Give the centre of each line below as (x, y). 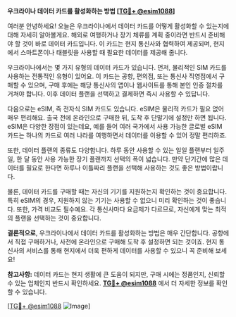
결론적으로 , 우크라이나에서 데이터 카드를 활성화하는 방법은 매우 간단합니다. (109, 233)
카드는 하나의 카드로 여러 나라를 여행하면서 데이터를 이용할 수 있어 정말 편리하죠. (117, 135)
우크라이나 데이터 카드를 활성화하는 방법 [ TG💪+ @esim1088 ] (91, 11)
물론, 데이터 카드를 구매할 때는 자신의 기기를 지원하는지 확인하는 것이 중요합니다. (117, 192)
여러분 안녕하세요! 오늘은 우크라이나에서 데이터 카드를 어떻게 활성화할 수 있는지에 (118, 26)
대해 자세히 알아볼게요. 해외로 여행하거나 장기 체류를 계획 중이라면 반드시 (107, 35)
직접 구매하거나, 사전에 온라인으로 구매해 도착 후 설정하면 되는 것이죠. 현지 (116, 242)
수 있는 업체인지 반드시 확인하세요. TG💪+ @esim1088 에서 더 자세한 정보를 (111, 283)
